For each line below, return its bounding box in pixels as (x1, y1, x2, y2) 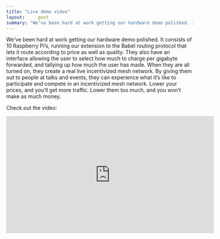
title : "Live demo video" (6, 8, 70, 15)
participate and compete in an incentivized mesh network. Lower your (6, 80, 177, 87)
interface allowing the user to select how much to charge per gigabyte (6, 55, 178, 62)
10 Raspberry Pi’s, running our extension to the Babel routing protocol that (6, 42, 187, 49)
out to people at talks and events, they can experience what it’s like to (6, 74, 177, 81)
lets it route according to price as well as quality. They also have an (6, 49, 170, 56)
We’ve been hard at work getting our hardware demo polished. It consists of (6, 36, 192, 43)
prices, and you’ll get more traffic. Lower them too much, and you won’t (6, 87, 181, 94)
